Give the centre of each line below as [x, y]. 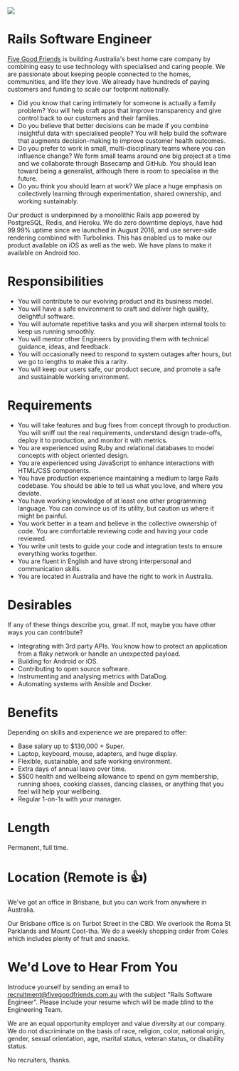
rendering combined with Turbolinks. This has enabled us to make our [110, 238]
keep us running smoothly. [57, 331]
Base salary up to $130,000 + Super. [71, 746]
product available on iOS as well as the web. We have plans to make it [110, 245]
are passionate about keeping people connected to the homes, [99, 74]
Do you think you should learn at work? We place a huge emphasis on [120, 186]
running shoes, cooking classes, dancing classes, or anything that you [121, 784]
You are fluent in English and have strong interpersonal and [105, 561]
